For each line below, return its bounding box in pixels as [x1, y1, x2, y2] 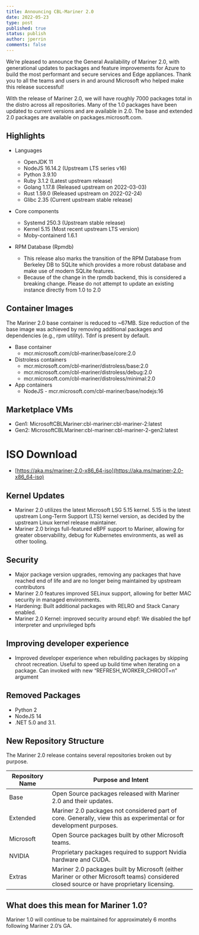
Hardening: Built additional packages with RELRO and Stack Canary [14, 602, 179, 609]
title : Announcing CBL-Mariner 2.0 [6, 8, 94, 15]
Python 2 [14, 706, 37, 713]
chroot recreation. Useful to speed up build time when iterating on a [14, 660, 181, 668]
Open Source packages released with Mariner [52, 790, 179, 798]
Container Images [6, 303, 74, 313]
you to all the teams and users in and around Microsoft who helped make [6, 77, 184, 84]
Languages [14, 147, 43, 154]
